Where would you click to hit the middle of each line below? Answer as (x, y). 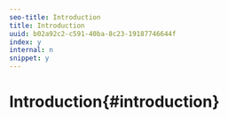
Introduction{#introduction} (114, 102)
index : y (25, 42)
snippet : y (29, 58)
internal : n (31, 50)
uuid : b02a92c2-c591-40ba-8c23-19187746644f (93, 33)
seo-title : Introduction (55, 17)
